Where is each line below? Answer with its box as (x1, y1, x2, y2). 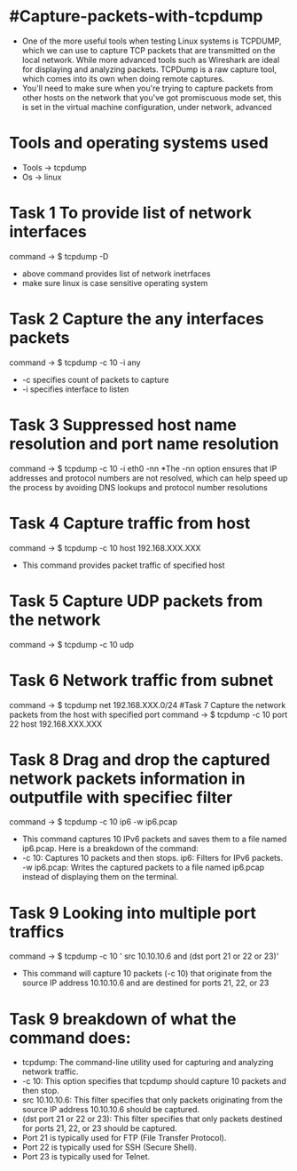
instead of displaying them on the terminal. (21, 872, 179, 882)
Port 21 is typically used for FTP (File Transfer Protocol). (21, 1133, 227, 1143)
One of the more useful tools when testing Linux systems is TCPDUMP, (21, 36, 282, 46)
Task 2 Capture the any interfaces (9, 309, 264, 329)
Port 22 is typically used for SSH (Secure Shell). (21, 1142, 198, 1152)
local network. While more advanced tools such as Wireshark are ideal (21, 54, 280, 65)
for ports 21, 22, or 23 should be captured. (21, 1123, 177, 1134)
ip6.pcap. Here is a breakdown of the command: (21, 843, 199, 854)
